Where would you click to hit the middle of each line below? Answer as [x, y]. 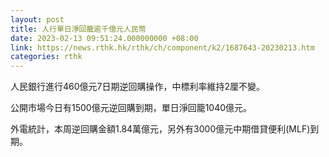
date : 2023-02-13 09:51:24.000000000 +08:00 [104, 38]
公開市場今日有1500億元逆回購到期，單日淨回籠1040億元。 [131, 108]
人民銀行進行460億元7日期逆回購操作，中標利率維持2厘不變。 [138, 87]
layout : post [37, 19]
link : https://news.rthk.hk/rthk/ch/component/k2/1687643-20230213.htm [162, 47]
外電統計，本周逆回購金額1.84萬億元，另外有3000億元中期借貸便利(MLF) [160, 129]
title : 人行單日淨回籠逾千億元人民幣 [78, 29]
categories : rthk [46, 57]
